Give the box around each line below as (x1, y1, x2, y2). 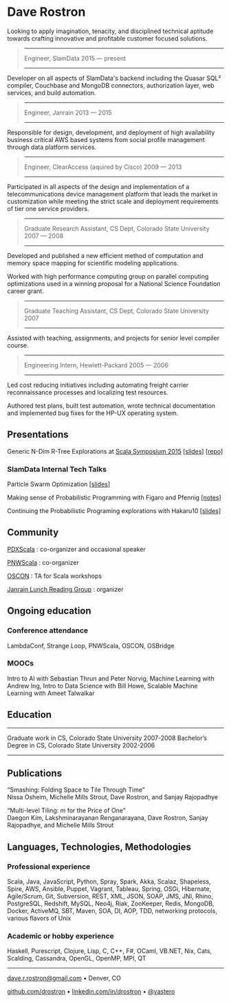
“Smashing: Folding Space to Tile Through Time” (7, 785, 146, 794)
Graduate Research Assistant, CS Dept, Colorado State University (23, 224, 210, 232)
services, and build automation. (7, 88, 96, 97)
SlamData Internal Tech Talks (7, 464, 107, 474)
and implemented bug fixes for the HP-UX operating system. (7, 408, 179, 417)
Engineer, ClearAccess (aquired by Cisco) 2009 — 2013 (23, 163, 182, 171)
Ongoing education (7, 605, 91, 617)
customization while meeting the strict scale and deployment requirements (7, 197, 219, 206)
